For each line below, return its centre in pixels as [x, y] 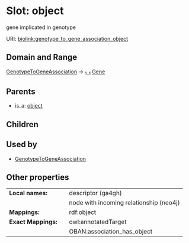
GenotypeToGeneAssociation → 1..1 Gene [56, 72]
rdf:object [83, 212]
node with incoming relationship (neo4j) [124, 203]
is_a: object [28, 106]
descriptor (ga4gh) [96, 193]
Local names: [28, 193]
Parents [21, 91]
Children [22, 124]
